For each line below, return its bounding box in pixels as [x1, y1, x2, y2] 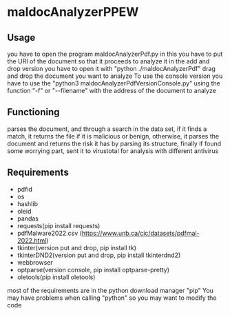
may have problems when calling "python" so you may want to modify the [7, 294, 217, 302]
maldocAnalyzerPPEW [7, 4, 139, 20]
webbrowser [17, 258, 53, 266]
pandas [17, 214, 39, 223]
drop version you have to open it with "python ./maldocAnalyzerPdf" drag [7, 65, 216, 72]
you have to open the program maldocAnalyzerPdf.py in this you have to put [7, 50, 223, 58]
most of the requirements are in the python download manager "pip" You [7, 286, 213, 294]
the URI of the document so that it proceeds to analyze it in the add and [7, 57, 210, 65]
